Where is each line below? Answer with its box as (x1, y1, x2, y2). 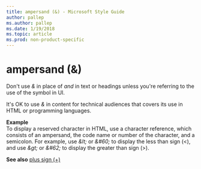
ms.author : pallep (6, 20, 52, 26)
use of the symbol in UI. (6, 88, 65, 96)
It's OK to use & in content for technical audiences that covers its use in (6, 100, 183, 108)
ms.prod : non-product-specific (6, 37, 85, 43)
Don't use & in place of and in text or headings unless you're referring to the (6, 82, 195, 90)
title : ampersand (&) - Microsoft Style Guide (6, 8, 125, 15)
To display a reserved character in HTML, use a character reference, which (6, 124, 192, 132)
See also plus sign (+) (6, 156, 61, 163)
